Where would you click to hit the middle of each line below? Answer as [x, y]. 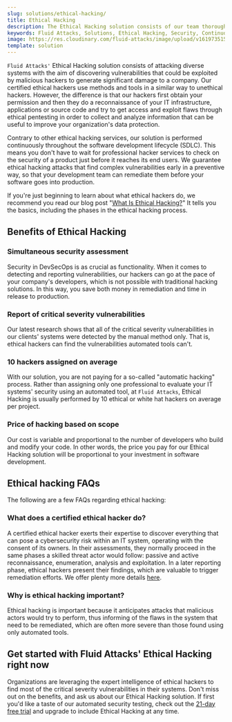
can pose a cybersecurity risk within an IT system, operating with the [105, 540]
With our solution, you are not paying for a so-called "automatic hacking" [111, 377]
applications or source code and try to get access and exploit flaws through [115, 109]
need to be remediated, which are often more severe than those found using [116, 625]
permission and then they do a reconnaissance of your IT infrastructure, [109, 102]
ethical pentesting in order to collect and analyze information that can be [110, 117]
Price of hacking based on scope [63, 425]
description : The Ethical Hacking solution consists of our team [103, 26]
